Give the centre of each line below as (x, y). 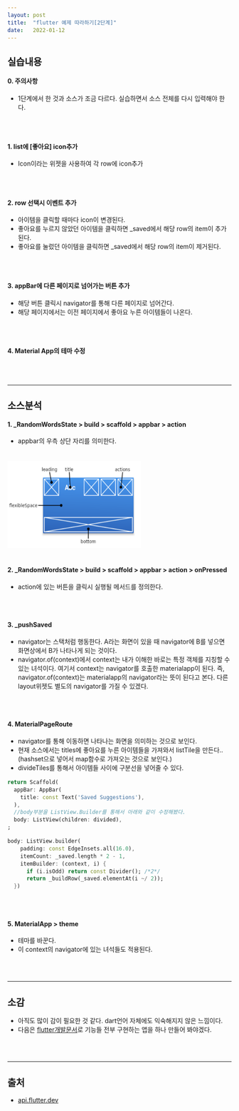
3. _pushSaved (30, 625)
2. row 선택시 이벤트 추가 (42, 203)
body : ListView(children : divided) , (68, 820)
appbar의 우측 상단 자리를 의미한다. (67, 441)
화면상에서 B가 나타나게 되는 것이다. (67, 650)
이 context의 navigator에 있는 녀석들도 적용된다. (85, 950)
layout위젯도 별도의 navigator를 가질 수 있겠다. (83, 686)
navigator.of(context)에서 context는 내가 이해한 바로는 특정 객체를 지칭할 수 (124, 659)
